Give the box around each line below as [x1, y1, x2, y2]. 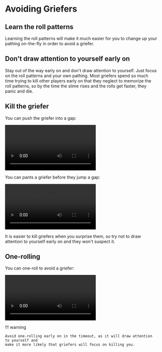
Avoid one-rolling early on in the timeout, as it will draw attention [5, 334, 152, 339]
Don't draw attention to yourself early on [5, 55, 130, 63]
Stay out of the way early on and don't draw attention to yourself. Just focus [5, 67, 157, 73]
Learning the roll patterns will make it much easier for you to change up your [5, 35, 157, 41]
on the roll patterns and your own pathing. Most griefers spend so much [5, 73, 148, 79]
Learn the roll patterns [5, 23, 74, 31]
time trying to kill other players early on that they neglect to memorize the [5, 78, 151, 83]
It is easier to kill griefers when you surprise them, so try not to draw [5, 233, 141, 239]
